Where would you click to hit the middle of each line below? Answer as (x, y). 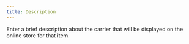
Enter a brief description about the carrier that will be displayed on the (95, 29)
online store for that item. (38, 35)
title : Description (31, 12)
